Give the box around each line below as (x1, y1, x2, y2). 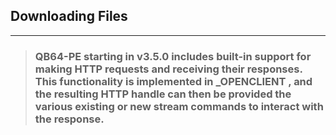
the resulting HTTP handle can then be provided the (34, 87, 292, 101)
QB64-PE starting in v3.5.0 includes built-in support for (34, 49, 312, 63)
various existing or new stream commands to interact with (34, 99, 324, 113)
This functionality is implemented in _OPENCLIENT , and (34, 74, 313, 88)
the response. (34, 112, 105, 126)
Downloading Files (10, 8, 128, 25)
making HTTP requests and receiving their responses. (34, 62, 303, 76)
